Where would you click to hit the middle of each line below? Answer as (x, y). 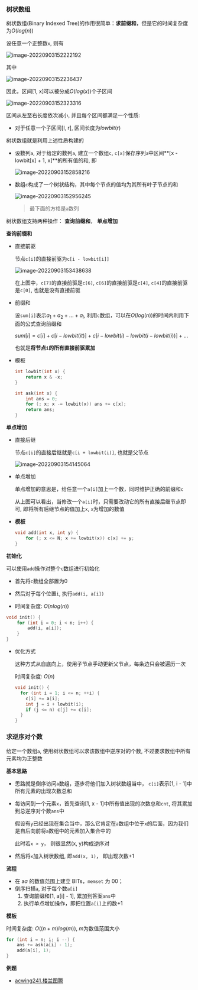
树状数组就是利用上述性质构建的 (45, 141)
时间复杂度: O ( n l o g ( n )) (42, 606)
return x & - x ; (44, 377)
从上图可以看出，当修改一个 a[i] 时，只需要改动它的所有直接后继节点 (98, 502)
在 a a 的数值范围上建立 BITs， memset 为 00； (69, 881)
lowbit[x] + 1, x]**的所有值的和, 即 (56, 160)
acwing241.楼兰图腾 (39, 981)
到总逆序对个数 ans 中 (40, 811)
